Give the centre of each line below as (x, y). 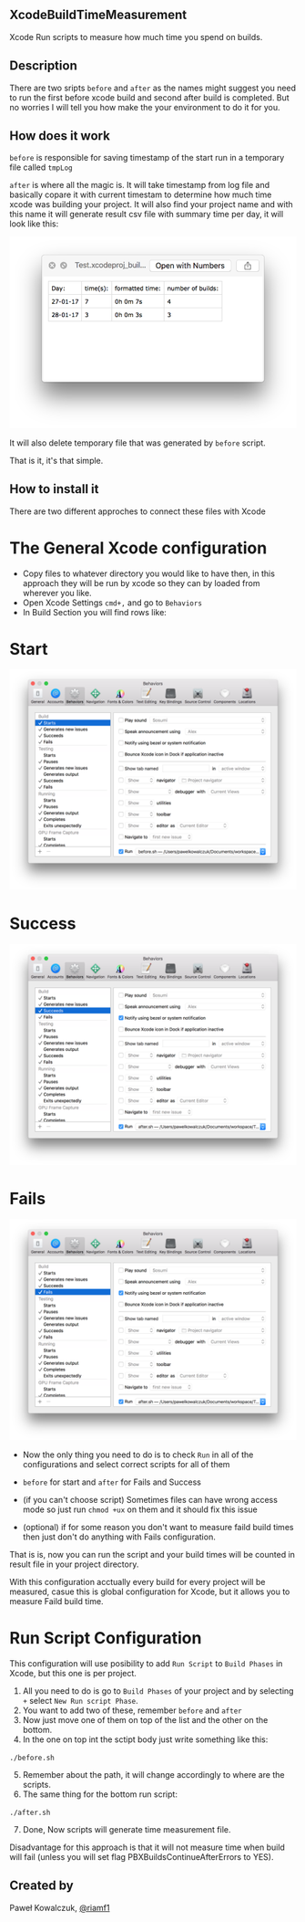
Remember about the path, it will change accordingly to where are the (153, 1774)
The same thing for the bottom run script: (100, 1794)
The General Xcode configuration (138, 548)
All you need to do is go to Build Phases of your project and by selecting (158, 1691)
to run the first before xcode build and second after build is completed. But (149, 97)
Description (43, 66)
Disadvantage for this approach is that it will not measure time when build (147, 1847)
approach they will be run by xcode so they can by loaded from (141, 583)
